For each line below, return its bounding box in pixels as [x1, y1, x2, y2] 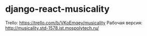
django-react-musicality [5, 3, 110, 15]
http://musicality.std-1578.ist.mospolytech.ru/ [5, 25, 99, 31]
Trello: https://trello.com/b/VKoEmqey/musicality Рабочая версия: [5, 20, 143, 26]
